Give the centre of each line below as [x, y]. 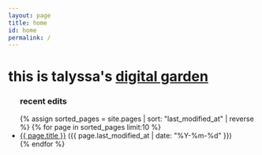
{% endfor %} [42, 144]
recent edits [43, 101]
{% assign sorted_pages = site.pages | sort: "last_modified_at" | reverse [137, 119]
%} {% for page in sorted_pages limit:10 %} [90, 127]
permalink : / [30, 38]
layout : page [30, 15]
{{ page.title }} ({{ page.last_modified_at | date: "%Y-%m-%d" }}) [126, 135]
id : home [22, 30]
